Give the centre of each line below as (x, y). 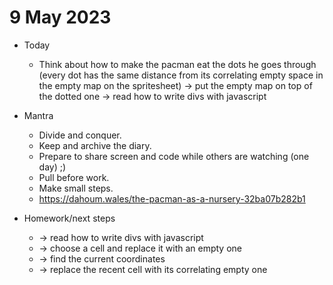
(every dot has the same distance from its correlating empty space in (181, 75)
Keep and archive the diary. (95, 145)
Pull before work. (74, 177)
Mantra (38, 115)
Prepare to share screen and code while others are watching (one (174, 156)
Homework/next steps (69, 218)
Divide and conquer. (80, 135)
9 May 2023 (60, 17)
